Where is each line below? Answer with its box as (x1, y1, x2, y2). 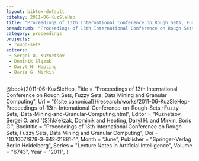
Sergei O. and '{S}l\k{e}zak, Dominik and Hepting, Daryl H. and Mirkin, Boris (6, 117, 191, 124)
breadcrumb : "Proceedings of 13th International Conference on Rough (6, 25, 182, 31)
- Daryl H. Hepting (8, 63, 57, 70)
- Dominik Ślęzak (8, 58, 52, 64)
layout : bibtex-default (6, 8, 65, 15)
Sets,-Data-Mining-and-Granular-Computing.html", (6, 111, 131, 118)
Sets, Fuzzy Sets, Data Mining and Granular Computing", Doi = (6, 130, 159, 137)
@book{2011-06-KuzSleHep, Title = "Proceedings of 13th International (6, 85, 178, 92)
